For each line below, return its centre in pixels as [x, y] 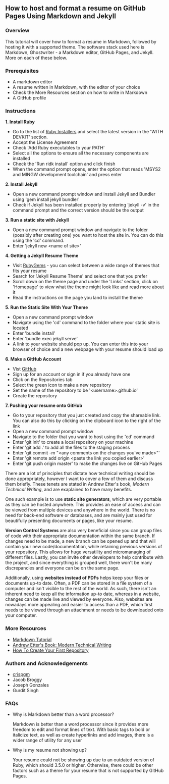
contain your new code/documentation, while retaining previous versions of [84, 547]
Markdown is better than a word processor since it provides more [80, 724]
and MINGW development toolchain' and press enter [67, 175]
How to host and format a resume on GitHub [76, 8]
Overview [17, 31]
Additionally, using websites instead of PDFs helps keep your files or [77, 578]
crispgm [21, 674]
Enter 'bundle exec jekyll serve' [45, 339]
